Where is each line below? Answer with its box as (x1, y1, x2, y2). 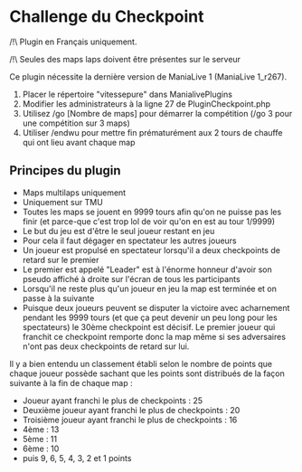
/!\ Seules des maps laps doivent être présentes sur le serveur (9, 53, 241, 64)
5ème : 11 (22, 433, 57, 444)
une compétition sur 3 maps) (22, 118, 131, 128)
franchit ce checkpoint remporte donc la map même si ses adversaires (22, 331, 287, 342)
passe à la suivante (22, 292, 95, 304)
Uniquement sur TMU (22, 196, 104, 207)
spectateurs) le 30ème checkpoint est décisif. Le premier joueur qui (22, 321, 276, 332)
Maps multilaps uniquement (22, 187, 127, 198)
